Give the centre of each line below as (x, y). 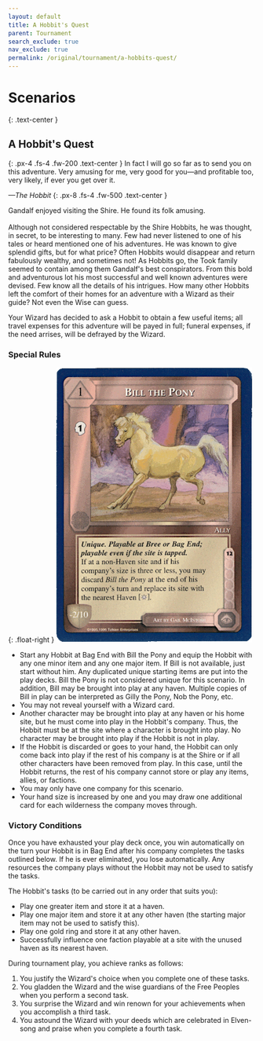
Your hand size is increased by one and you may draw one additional (131, 797)
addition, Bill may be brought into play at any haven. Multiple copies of (133, 688)
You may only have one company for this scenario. (101, 789)
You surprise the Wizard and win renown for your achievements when (132, 1004)
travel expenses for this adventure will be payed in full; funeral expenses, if (130, 325)
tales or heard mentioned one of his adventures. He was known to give (122, 244)
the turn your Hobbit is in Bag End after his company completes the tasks (126, 851)
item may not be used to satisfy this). (79, 923)
